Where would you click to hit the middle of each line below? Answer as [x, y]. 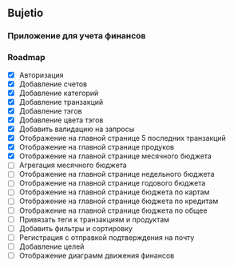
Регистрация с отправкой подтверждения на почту [107, 237]
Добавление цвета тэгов [61, 120]
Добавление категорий [59, 93]
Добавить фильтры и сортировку [76, 228]
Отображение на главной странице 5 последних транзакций [123, 138]
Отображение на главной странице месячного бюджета [115, 156]
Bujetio [26, 13]
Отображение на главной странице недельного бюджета [117, 174]
